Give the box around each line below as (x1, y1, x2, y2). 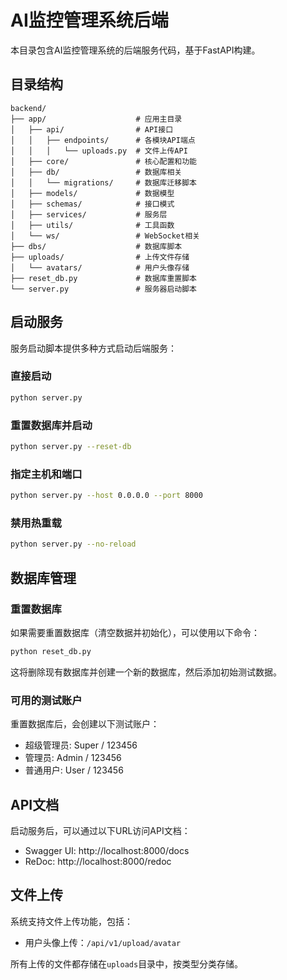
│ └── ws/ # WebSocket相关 (10, 231, 200, 241)
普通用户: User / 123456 (24, 764, 124, 776)
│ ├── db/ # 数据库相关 (10, 167, 183, 177)
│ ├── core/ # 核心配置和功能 (10, 156, 197, 166)
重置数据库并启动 (10, 418, 93, 432)
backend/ (10, 103, 47, 113)
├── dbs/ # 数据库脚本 (10, 241, 183, 251)
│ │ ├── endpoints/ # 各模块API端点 (10, 135, 196, 145)
